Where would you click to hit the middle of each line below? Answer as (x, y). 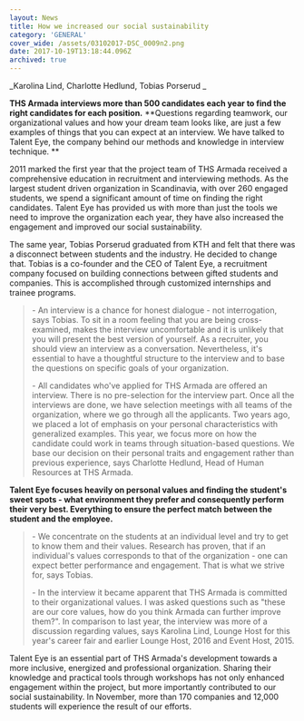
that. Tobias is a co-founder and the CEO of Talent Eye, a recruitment (138, 263)
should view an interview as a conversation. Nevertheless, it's (147, 349)
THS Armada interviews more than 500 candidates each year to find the (148, 103)
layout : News (34, 18)
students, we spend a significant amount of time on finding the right (136, 198)
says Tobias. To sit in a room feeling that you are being (133, 320)
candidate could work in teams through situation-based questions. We (163, 443)
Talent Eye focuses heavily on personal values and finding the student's (148, 490)
